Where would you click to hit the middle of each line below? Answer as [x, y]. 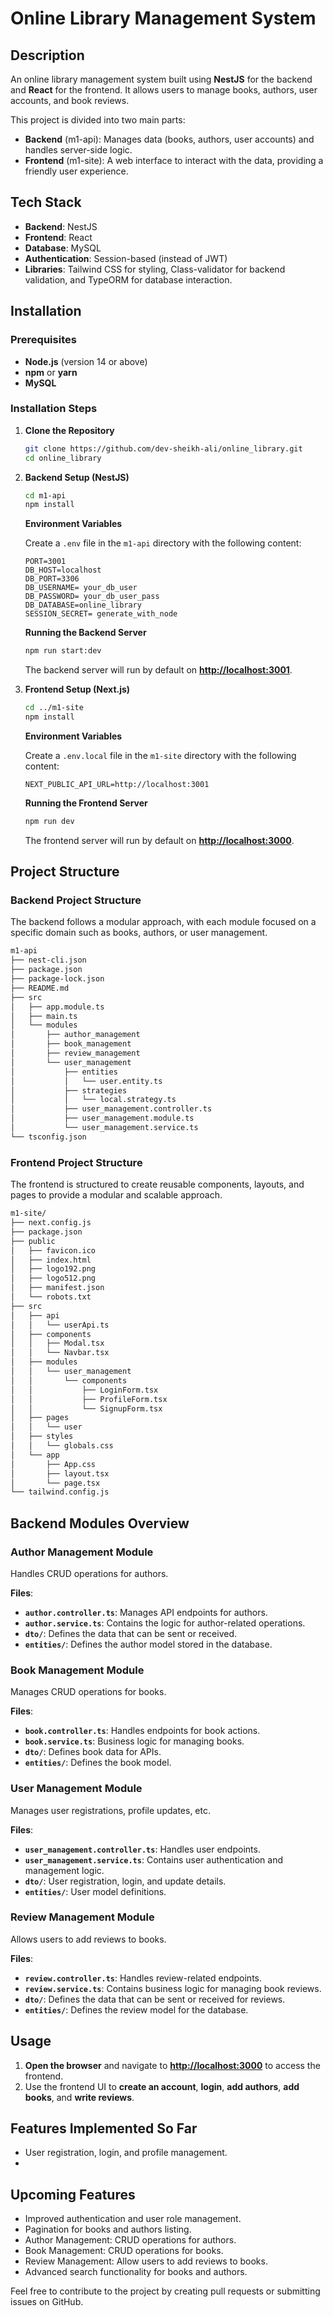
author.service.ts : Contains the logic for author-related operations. [165, 1623]
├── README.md [40, 988]
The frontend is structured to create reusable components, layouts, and [157, 1184]
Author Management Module [82, 1552]
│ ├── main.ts [44, 1016]
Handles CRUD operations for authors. [89, 1573]
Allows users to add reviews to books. [88, 1939]
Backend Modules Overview [100, 1523]
